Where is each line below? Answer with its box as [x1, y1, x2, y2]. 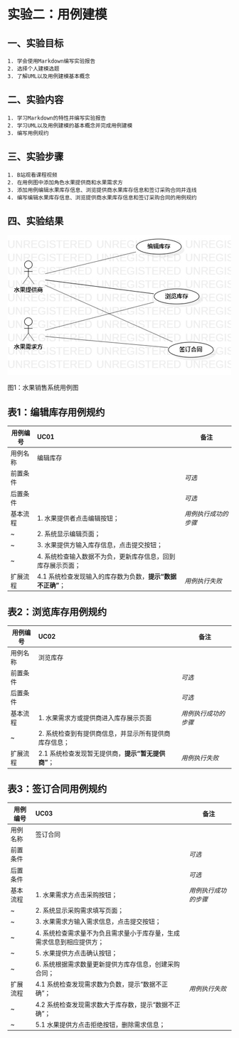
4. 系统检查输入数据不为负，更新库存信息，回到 [36, 552, 176, 561]
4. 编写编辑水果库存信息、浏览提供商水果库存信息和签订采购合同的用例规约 [7, 194, 197, 201]
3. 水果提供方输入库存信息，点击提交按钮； [36, 541, 164, 549]
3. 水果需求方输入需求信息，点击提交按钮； [35, 917, 161, 926]
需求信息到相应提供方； [35, 937, 105, 946]
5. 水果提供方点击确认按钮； [35, 948, 118, 957]
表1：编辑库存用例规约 [7, 406, 105, 418]
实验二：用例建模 [7, 6, 108, 23]
